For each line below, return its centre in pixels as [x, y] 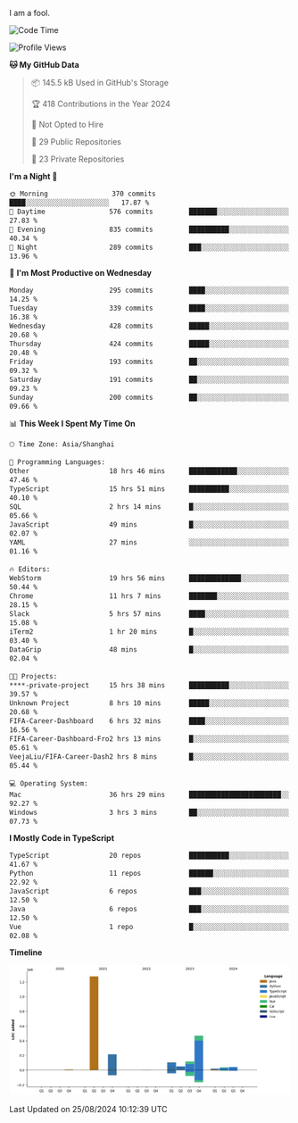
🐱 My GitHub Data [45, 65]
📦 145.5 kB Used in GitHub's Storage [100, 83]
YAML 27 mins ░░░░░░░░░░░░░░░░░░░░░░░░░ [149, 543]
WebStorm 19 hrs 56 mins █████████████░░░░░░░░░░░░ [149, 578]
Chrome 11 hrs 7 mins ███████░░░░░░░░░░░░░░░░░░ [149, 596]
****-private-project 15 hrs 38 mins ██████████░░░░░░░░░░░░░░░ [149, 686]
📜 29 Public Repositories [76, 141]
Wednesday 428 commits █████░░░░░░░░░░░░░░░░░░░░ [149, 326]
